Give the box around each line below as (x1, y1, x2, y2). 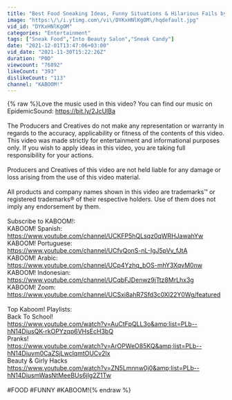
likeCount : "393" (7, 68, 57, 75)
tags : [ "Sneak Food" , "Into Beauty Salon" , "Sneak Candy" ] (7, 36, 175, 43)
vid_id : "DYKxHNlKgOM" (7, 23, 72, 30)
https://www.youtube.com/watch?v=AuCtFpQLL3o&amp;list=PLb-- (7, 320, 198, 328)
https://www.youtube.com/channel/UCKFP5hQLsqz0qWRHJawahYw (7, 232, 204, 240)
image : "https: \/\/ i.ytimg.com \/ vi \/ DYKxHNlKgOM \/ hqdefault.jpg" (7, 17, 199, 23)
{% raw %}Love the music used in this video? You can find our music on (7, 99, 213, 108)
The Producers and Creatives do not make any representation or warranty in (7, 122, 224, 130)
